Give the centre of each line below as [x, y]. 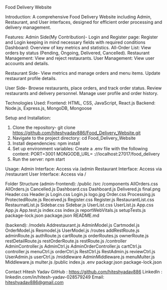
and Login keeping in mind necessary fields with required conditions [75, 42]
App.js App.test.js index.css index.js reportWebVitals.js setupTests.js [76, 210]
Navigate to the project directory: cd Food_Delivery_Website [74, 138]
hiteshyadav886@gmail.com [34, 282]
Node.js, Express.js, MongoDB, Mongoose [49, 108]
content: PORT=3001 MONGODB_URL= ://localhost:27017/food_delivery [86, 154]
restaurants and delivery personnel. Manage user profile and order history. [82, 93]
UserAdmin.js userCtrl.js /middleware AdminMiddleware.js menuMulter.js [80, 257]
